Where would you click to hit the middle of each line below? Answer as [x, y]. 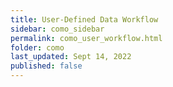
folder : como [37, 47]
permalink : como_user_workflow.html [86, 38]
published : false [46, 66]
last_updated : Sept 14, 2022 [71, 57]
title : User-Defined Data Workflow [84, 19]
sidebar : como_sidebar [57, 29]
